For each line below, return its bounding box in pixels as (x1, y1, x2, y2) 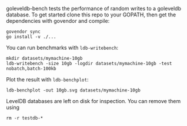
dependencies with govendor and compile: (6, 18, 110, 24)
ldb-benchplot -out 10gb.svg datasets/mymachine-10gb (6, 87, 141, 93)
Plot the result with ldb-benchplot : (6, 76, 89, 83)
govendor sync (6, 29, 41, 35)
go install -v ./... (6, 34, 57, 40)
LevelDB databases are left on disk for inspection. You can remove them (6, 98, 181, 104)
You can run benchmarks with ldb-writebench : (6, 44, 119, 51)
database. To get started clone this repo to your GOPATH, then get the (6, 11, 176, 18)
